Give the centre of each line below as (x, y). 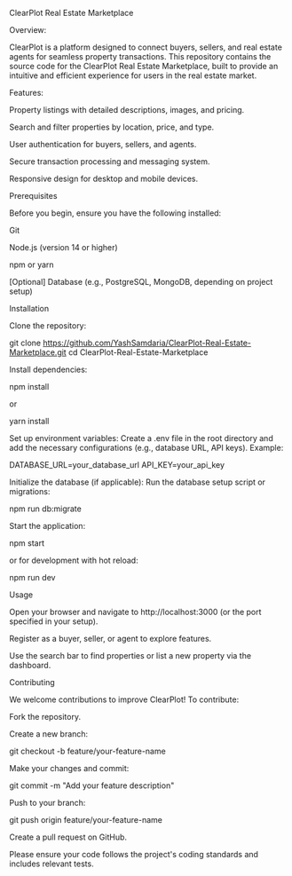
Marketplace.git (38, 352)
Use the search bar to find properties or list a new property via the (130, 655)
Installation (29, 308)
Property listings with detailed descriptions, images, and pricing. (127, 110)
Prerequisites (33, 196)
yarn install (29, 421)
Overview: (28, 30)
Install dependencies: (48, 369)
